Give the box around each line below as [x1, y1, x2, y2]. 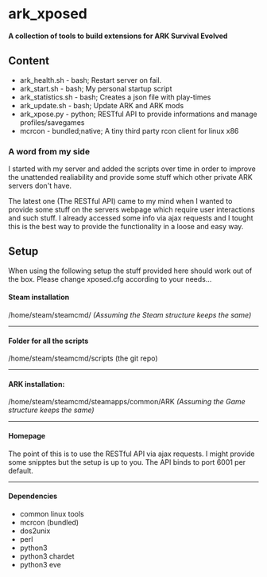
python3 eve [19, 559, 61, 569]
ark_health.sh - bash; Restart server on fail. [19, 75, 162, 84]
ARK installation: [8, 379, 65, 388]
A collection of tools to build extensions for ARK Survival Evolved [8, 31, 228, 41]
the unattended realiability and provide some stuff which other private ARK [8, 173, 253, 182]
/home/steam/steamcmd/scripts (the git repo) [8, 353, 158, 363]
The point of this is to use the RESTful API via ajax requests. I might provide [8, 449, 255, 458]
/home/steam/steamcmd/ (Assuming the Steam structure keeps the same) [8, 310, 252, 320]
